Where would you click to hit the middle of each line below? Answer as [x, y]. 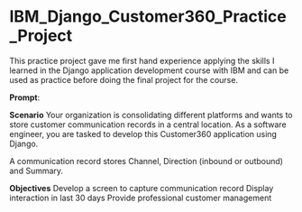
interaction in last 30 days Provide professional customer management [141, 198]
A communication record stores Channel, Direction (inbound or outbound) [146, 161]
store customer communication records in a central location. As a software [148, 124]
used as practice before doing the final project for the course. [124, 79]
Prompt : [25, 97]
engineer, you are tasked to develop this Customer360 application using [143, 134]
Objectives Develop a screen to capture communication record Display [142, 188]
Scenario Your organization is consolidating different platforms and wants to [151, 115]
